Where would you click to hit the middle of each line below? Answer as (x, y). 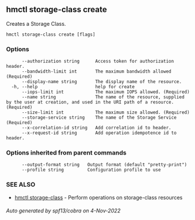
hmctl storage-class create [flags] (51, 35)
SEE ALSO (21, 185)
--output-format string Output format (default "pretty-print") (104, 165)
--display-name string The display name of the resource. (102, 82)
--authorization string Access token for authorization (98, 61)
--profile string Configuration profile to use (91, 170)
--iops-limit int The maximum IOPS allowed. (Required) (106, 92)
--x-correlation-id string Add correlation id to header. (96, 128)
